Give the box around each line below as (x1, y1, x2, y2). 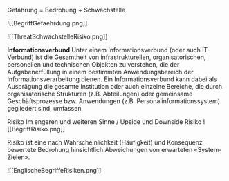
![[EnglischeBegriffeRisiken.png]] (7, 167, 102, 174)
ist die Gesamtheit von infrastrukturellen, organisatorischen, (35, 53, 206, 61)
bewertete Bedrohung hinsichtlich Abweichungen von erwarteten (7, 146, 193, 153)
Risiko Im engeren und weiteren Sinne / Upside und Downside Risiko (7, 118, 202, 126)
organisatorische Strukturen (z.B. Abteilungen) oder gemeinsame (7, 89, 193, 98)
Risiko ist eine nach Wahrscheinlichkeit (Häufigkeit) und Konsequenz (7, 138, 203, 147)
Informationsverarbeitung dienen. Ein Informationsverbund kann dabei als (7, 75, 217, 83)
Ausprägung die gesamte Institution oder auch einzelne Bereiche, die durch (7, 83, 223, 90)
